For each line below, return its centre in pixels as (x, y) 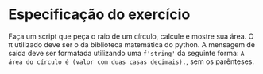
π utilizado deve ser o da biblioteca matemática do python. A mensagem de (132, 44)
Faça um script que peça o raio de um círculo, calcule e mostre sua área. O (131, 36)
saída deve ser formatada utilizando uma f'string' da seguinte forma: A (126, 53)
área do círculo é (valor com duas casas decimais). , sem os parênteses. (131, 61)
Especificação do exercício (99, 15)
